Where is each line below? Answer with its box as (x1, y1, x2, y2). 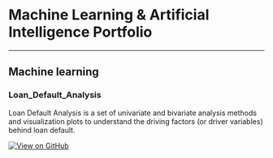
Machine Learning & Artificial (8, 6, 210, 24)
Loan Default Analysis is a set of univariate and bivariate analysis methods (8, 108, 258, 117)
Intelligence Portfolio (8, 23, 153, 41)
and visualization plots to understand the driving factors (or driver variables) (8, 116, 263, 126)
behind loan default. (8, 125, 76, 135)
